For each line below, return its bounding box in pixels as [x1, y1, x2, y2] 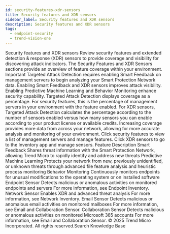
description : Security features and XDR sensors [5, 21, 110, 27]
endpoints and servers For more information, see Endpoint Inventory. [5, 185, 150, 191]
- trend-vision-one [10, 36, 51, 41]
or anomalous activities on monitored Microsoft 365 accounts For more [5, 212, 154, 218]
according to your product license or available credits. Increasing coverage [5, 120, 162, 126]
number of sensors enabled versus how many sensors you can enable [5, 114, 152, 121]
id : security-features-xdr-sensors [5, 7, 81, 13]
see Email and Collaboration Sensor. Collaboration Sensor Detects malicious [5, 207, 164, 213]
